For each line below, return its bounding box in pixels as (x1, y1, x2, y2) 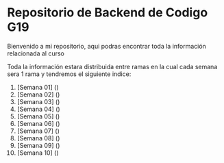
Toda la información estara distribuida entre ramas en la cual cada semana (7, 62, 218, 71)
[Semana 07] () (16, 127, 60, 135)
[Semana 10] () (16, 149, 60, 157)
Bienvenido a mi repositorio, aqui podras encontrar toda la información (7, 42, 207, 50)
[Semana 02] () (16, 90, 60, 99)
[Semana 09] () (16, 141, 60, 149)
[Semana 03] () (16, 97, 60, 105)
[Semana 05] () (16, 112, 60, 121)
